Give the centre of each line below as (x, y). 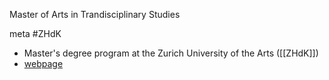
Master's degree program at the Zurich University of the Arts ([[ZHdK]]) (171, 53)
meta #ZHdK (35, 33)
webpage (43, 63)
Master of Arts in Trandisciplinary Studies (95, 14)
